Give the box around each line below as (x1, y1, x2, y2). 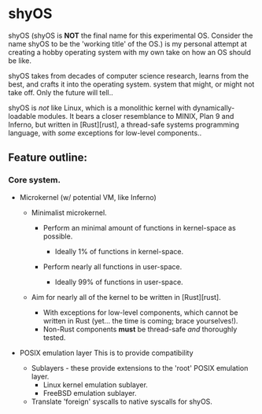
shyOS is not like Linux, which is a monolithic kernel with (8, 103, 191, 113)
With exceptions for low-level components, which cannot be (42, 308, 238, 317)
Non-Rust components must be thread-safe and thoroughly (42, 324, 238, 334)
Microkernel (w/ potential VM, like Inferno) (19, 192, 157, 201)
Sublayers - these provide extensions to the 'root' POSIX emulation (31, 363, 249, 372)
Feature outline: (8, 151, 88, 164)
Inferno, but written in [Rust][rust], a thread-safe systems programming (8, 120, 240, 129)
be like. (8, 56, 32, 65)
